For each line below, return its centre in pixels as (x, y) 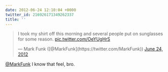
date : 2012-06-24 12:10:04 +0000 (41, 10)
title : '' (16, 19)
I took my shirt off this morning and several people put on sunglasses (90, 34)
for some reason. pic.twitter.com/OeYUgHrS (64, 39)
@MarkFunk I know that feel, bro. (40, 64)
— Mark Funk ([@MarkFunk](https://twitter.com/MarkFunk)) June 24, (90, 49)
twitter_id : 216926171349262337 (39, 15)
